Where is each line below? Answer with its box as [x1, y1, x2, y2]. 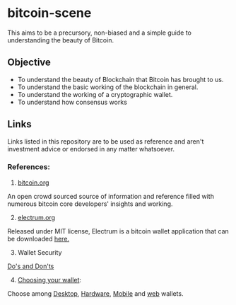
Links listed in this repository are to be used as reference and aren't [7, 137, 204, 146]
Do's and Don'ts [7, 262, 54, 270]
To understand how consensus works [17, 98, 127, 106]
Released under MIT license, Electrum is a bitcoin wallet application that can [7, 226, 230, 235]
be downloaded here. [7, 234, 69, 243]
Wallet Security [17, 248, 62, 256]
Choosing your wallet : [17, 275, 82, 284]
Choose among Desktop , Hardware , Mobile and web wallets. [7, 289, 184, 298]
